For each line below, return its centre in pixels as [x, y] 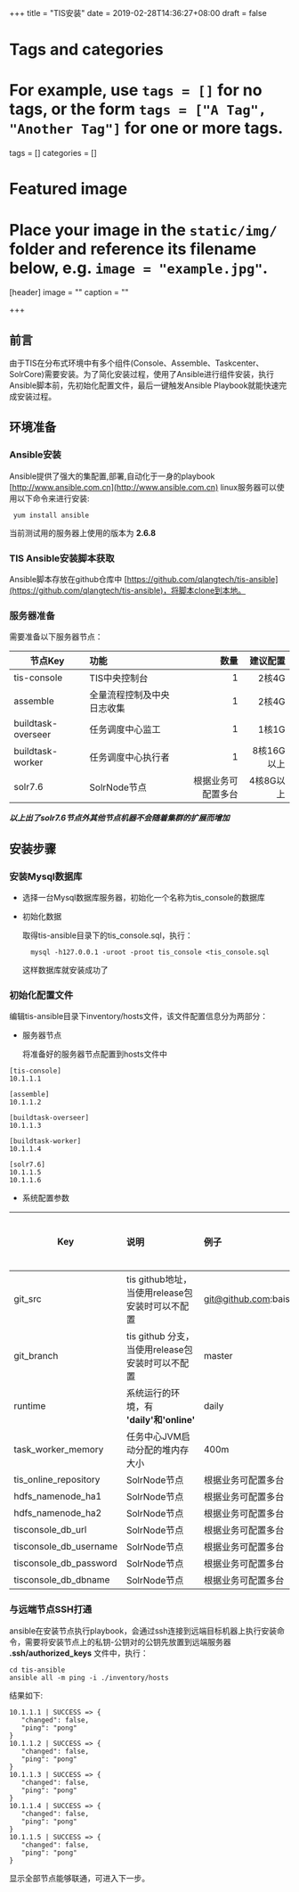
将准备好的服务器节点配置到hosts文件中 [94, 1054]
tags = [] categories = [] [53, 153]
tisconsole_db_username [66, 1547]
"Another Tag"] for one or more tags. [146, 128]
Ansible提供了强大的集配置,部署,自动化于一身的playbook [112, 476]
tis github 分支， [160, 1337]
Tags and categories [86, 49]
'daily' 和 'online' [161, 1420]
